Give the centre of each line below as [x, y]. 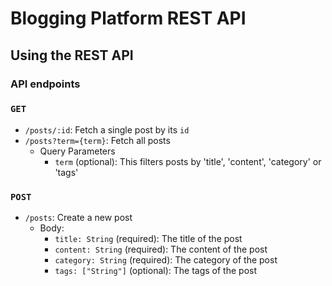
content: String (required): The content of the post [161, 249]
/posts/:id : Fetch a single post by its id [107, 129]
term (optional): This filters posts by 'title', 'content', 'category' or [188, 161]
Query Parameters [77, 151]
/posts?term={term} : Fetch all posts [97, 140]
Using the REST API [72, 55]
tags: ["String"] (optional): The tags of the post [156, 271]
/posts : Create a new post [78, 218]
